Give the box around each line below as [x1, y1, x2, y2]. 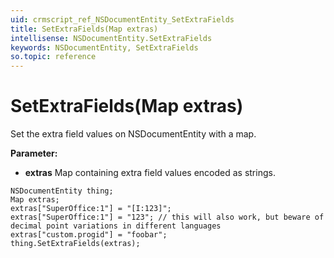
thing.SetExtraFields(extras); [10, 239, 141, 249]
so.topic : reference [10, 52, 97, 62]
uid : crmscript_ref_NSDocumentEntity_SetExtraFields [10, 14, 235, 25]
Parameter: [10, 147, 58, 160]
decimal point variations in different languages [10, 221, 222, 231]
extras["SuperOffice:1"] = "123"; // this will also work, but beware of [10, 212, 325, 223]
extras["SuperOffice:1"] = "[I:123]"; [10, 204, 172, 214]
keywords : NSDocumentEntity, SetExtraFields [10, 42, 199, 53]
